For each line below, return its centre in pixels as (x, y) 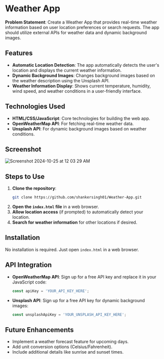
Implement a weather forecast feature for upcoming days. (70, 342)
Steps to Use (25, 176)
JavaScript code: (29, 282)
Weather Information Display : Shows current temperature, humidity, (81, 86)
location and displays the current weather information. (67, 70)
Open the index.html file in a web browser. (56, 207)
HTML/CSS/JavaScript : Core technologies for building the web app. (81, 118)
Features (19, 53)
